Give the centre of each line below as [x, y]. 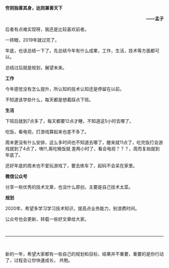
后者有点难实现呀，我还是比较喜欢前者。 [47, 29]
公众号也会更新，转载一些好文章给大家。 [47, 219]
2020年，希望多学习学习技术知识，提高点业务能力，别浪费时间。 [72, 208]
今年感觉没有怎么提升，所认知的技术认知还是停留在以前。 [65, 89]
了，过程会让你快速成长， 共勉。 [39, 260]
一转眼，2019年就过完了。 [32, 40]
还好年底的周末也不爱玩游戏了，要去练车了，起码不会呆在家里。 [71, 166]
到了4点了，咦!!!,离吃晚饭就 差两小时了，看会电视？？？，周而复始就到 [87, 149]
